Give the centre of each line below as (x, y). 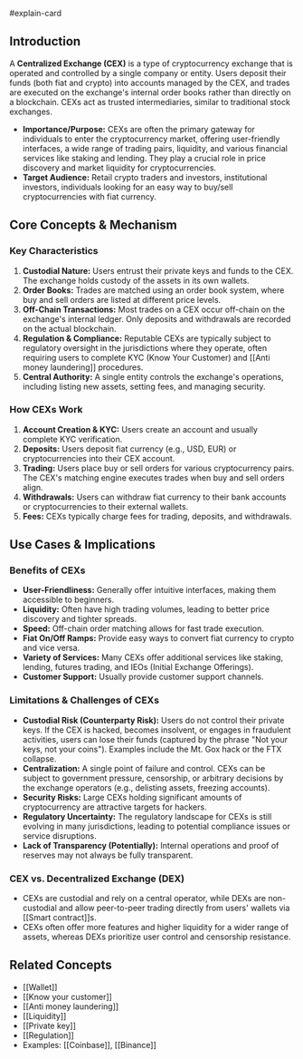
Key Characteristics (54, 251)
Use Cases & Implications (82, 544)
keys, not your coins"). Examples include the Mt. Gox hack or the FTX (152, 749)
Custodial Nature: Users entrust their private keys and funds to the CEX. (158, 270)
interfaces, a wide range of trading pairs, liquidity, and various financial (155, 148)
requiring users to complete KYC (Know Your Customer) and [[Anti (146, 357)
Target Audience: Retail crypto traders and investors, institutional (145, 177)
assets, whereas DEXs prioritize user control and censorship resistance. (156, 937)
